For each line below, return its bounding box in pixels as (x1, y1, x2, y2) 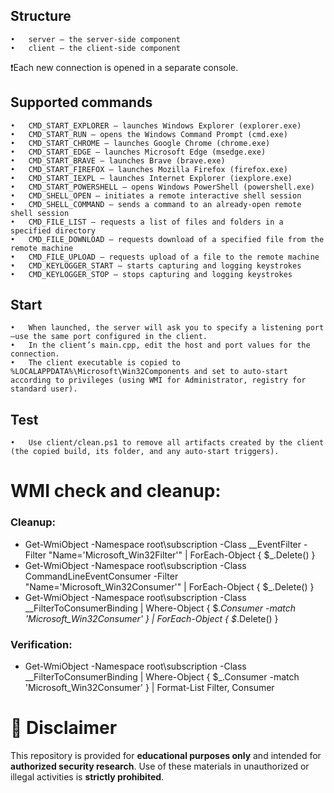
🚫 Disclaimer (10, 717, 118, 739)
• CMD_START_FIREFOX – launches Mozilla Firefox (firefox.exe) (10, 164, 288, 174)
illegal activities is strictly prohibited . (10, 770, 165, 783)
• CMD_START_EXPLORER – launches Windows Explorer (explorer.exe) (10, 120, 302, 131)
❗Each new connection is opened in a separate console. (10, 61, 239, 73)
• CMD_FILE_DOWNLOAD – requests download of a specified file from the (10, 234, 325, 244)
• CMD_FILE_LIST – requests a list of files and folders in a (10, 217, 284, 227)
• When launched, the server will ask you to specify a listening (10, 323, 302, 333)
